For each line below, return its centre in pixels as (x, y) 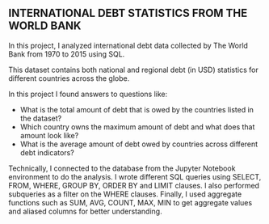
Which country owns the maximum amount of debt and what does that (137, 127)
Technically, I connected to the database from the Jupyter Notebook (122, 168)
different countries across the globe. (69, 78)
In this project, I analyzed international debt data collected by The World (128, 45)
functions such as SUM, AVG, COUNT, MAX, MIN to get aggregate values (130, 202)
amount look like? (49, 135)
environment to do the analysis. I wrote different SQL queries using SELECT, (135, 176)
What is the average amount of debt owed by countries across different (139, 144)
